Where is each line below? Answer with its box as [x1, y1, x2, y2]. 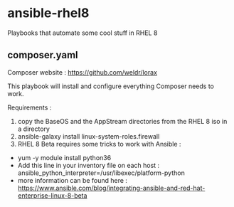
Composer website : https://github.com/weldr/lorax [7, 68, 158, 76]
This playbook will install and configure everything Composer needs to [7, 82, 215, 90]
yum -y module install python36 [17, 153, 112, 161]
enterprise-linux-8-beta [17, 191, 87, 200]
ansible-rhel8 [7, 5, 90, 21]
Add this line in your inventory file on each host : [17, 161, 160, 169]
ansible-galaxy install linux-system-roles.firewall [17, 132, 160, 140]
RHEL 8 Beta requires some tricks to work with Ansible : [17, 139, 181, 148]
